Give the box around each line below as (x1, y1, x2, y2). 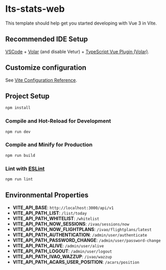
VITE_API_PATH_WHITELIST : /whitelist (12, 215, 100, 221)
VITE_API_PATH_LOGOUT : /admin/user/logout (12, 248, 112, 254)
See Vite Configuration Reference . (5, 77, 78, 83)
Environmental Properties (5, 191, 89, 200)
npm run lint (5, 176, 33, 182)
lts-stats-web (5, 3, 65, 15)
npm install (5, 106, 31, 111)
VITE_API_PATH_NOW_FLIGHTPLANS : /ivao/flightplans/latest (12, 226, 152, 232)
